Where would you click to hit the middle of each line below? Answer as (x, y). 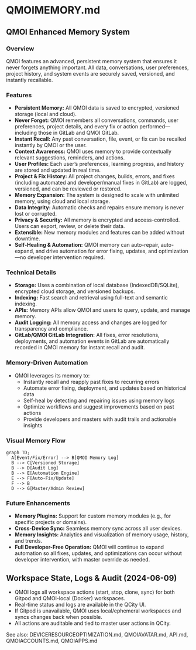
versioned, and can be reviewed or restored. (68, 189)
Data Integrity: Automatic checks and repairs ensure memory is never (99, 207)
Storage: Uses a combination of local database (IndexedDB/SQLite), (97, 285)
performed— (155, 127)
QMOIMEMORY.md (53, 10)
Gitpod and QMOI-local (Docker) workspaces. (70, 598)
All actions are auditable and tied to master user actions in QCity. (92, 623)
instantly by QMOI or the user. (51, 145)
